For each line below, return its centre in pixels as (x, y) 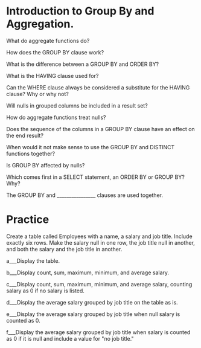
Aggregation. (40, 24)
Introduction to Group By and (80, 11)
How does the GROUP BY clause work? (55, 52)
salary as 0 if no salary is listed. (45, 291)
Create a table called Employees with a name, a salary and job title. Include (99, 236)
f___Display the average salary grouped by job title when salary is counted (98, 332)
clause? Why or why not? (38, 94)
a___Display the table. (33, 260)
